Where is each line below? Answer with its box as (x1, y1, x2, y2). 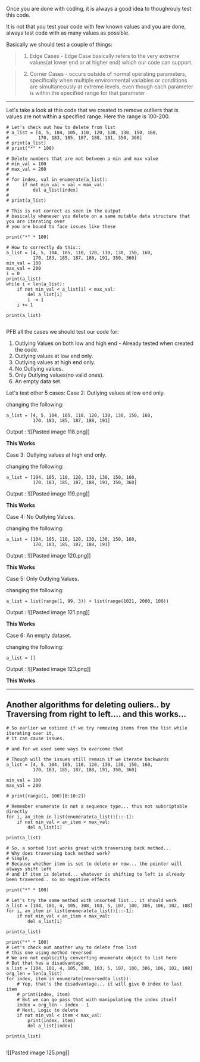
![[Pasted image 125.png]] (6, 1049, 70, 1056)
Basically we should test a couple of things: (6, 41, 113, 48)
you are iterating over (6, 218, 65, 224)
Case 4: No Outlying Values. (6, 513, 76, 520)
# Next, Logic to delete (17, 1007, 79, 1013)
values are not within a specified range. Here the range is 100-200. (6, 113, 170, 120)
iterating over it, (6, 730, 55, 736)
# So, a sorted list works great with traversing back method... (6, 845, 171, 851)
